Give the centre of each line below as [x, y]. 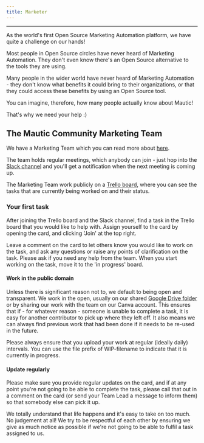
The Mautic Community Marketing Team [84, 134]
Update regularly [28, 369]
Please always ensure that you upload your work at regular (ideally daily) [97, 342]
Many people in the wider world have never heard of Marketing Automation [100, 78]
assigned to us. [25, 433]
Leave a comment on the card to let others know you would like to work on [100, 245]
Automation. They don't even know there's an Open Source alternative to [98, 60]
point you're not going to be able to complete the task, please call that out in [102, 389]
